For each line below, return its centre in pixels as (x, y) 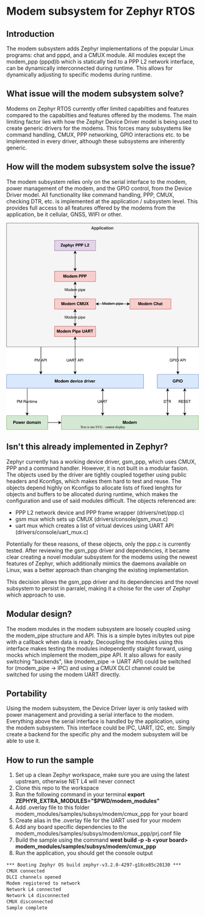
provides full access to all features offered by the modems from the (91, 208)
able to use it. (23, 741)
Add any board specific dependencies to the (71, 827)
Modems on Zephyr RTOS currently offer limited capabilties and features (98, 108)
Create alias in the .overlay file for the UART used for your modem (98, 821)
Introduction (31, 34)
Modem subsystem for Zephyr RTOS (101, 11)
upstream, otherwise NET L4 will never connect (75, 782)
